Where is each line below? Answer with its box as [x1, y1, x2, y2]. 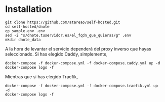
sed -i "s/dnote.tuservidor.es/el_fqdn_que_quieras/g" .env [5, 33, 132, 38]
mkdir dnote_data [5, 37, 41, 42]
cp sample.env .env [5, 28, 45, 33]
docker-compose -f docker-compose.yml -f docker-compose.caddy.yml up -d [5, 60, 161, 65]
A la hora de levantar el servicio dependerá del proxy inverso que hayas [5, 46, 152, 51]
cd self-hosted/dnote [5, 24, 50, 29]
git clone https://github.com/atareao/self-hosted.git [5, 20, 121, 25]
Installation [5, 3, 52, 15]
